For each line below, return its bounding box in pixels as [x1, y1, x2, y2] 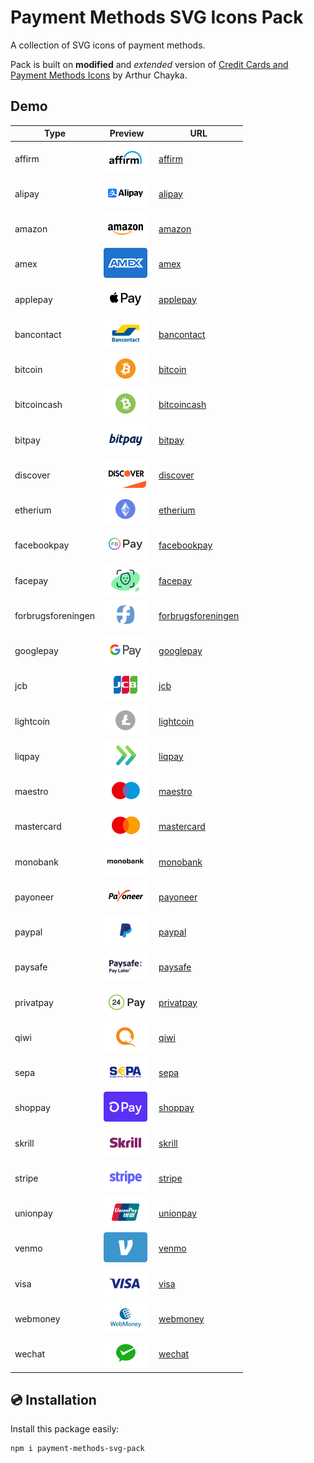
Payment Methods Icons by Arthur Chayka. [10, 69, 188, 81]
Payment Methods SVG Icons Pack [10, 6, 304, 29]
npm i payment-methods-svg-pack [10, 1444, 145, 1454]
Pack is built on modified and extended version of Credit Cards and [10, 58, 289, 70]
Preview [109, 127, 145, 140]
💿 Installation [10, 1391, 97, 1408]
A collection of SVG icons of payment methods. [10, 39, 206, 51]
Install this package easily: [10, 1423, 120, 1435]
